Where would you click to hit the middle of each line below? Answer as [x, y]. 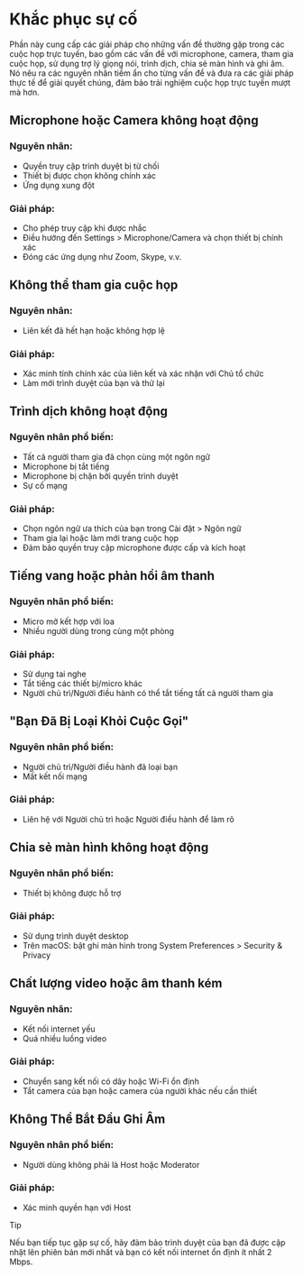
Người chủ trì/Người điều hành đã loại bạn [100, 767]
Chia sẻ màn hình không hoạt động [109, 848]
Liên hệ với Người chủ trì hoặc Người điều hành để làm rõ [128, 819]
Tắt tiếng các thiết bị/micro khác [82, 683]
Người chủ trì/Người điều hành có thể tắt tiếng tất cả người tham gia [147, 693]
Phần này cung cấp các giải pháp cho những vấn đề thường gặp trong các [147, 44]
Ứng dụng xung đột [58, 185]
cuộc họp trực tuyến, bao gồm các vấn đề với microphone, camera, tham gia [151, 53]
